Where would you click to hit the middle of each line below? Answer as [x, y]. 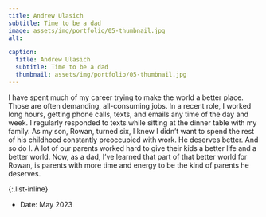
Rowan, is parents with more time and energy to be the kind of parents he [129, 165]
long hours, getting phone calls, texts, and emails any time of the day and [129, 114]
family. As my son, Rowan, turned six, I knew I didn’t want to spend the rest [131, 131]
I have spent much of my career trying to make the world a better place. [126, 97]
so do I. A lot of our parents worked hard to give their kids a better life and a [133, 148]
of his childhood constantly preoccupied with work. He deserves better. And [133, 140]
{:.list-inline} [28, 189]
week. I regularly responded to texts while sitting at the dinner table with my [133, 122]
